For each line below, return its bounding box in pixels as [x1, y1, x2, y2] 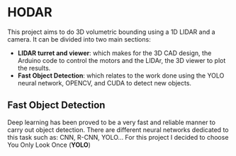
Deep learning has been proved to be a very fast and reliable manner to [7, 118, 216, 126]
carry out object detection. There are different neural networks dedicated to [7, 125, 229, 134]
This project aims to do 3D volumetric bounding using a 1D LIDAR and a [7, 28, 215, 36]
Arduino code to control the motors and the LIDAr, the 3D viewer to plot [17, 56, 226, 64]
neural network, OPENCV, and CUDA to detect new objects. [17, 78, 192, 87]
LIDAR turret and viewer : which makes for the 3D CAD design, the [17, 49, 212, 57]
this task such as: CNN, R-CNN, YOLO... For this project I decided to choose [7, 133, 229, 141]
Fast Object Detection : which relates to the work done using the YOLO [17, 71, 225, 80]
